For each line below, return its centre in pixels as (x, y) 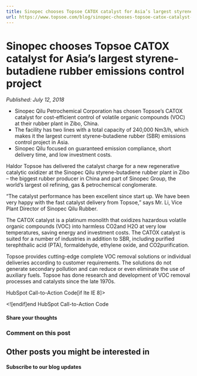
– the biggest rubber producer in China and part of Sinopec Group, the (91, 179)
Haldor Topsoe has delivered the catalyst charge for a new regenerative (93, 166)
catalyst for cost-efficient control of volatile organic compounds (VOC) (100, 117)
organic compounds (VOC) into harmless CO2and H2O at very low (86, 226)
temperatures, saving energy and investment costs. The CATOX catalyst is (96, 233)
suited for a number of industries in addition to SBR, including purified (90, 239)
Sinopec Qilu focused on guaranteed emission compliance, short (93, 149)
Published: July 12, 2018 (35, 100)
